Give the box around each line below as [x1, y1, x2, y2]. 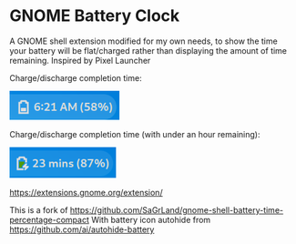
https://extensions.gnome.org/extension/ [9, 187, 163, 198]
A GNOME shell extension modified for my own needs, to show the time [9, 36, 278, 46]
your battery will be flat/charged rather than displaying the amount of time [9, 45, 288, 56]
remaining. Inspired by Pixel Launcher [9, 55, 151, 66]
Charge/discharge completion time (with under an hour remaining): [9, 128, 260, 139]
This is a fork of [9, 204, 68, 215]
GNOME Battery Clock [9, 5, 180, 26]
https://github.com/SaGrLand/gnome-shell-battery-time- [69, 204, 284, 215]
